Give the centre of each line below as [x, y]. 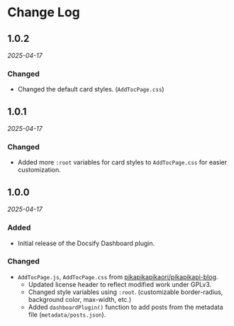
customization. [39, 170]
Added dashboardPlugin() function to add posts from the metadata [126, 307]
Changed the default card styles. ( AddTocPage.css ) [91, 89]
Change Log [44, 12]
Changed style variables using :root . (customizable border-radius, [126, 292]
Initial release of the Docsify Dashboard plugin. [86, 243]
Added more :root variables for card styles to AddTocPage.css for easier [122, 162]
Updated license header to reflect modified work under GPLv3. [120, 284]
